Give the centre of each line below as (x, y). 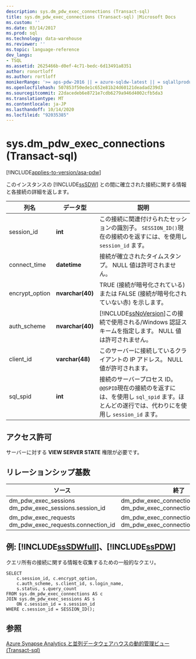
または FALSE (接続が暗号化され (143, 294)
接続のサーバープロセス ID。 (138, 379)
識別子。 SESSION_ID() (147, 228)
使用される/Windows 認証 (146, 322)
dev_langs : (19, 55)
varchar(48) (73, 359)
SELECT (14, 573)
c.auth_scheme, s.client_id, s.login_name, (70, 584)
